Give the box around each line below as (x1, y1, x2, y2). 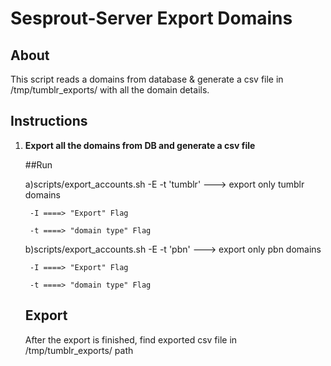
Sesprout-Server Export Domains (10, 7, 293, 30)
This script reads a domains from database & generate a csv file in (10, 73, 284, 85)
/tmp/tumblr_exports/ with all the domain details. (10, 84, 210, 96)
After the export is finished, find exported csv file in (24, 333, 238, 346)
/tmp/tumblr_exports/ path (24, 344, 134, 356)
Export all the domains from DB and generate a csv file (24, 139, 256, 151)
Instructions (10, 113, 88, 130)
